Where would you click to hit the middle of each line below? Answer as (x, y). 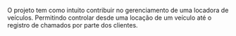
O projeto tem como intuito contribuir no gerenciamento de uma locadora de (118, 10)
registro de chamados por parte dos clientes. (73, 25)
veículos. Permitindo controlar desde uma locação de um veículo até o (110, 18)
